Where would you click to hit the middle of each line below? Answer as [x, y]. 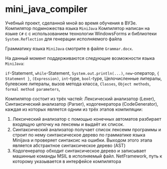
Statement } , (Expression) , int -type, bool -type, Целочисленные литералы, [83, 78]
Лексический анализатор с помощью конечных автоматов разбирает [87, 119]
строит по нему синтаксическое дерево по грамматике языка [79, 135]
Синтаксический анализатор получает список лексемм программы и [86, 129]
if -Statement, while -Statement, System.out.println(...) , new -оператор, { [82, 73]
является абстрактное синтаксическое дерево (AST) [69, 145]
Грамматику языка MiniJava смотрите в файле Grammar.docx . [69, 48]
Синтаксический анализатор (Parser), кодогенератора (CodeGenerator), [82, 104]
